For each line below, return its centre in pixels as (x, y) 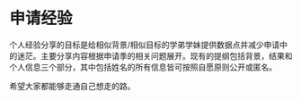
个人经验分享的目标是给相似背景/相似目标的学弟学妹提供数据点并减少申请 (145, 45)
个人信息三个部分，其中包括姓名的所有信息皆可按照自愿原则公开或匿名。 (143, 67)
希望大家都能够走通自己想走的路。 (72, 86)
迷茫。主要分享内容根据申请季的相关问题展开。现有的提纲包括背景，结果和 (155, 55)
